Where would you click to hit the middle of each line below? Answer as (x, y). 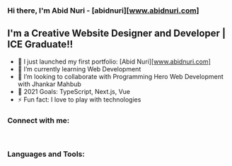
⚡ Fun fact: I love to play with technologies (79, 99)
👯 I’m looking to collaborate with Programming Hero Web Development (121, 76)
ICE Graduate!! (40, 45)
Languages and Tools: (46, 154)
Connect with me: (39, 120)
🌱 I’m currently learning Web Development (79, 69)
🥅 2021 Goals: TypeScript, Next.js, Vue (74, 91)
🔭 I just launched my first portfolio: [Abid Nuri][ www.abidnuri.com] (114, 61)
